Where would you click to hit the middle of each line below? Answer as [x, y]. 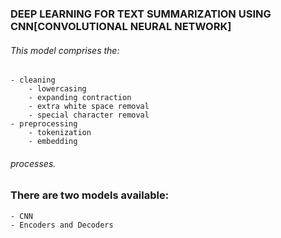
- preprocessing [44, 124]
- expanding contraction [80, 98]
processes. [33, 163]
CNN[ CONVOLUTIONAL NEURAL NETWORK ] [121, 26]
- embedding [53, 142]
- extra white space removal [89, 107]
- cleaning [33, 80]
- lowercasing [57, 89]
